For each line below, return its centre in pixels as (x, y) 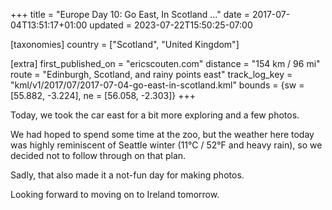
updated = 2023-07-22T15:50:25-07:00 (171, 25)
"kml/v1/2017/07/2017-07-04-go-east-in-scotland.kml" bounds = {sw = (157, 85)
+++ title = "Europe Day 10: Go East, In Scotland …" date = (130, 14)
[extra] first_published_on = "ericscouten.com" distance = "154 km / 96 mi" (165, 63)
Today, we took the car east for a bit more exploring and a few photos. (155, 115)
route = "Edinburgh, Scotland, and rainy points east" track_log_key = (151, 74)
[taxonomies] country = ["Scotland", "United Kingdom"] (125, 44)
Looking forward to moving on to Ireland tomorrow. (115, 194)
